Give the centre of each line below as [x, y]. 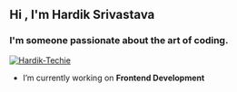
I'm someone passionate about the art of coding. [119, 41]
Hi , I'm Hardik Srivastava [82, 15]
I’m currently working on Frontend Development [114, 78]
